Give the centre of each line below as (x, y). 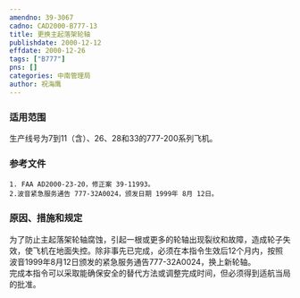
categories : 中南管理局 (50, 76)
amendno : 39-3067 (42, 17)
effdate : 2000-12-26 (48, 51)
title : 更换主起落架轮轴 (50, 34)
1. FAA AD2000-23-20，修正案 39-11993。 (82, 184)
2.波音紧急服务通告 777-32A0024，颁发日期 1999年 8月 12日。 (114, 194)
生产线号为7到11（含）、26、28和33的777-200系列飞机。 (113, 138)
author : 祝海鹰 (35, 84)
